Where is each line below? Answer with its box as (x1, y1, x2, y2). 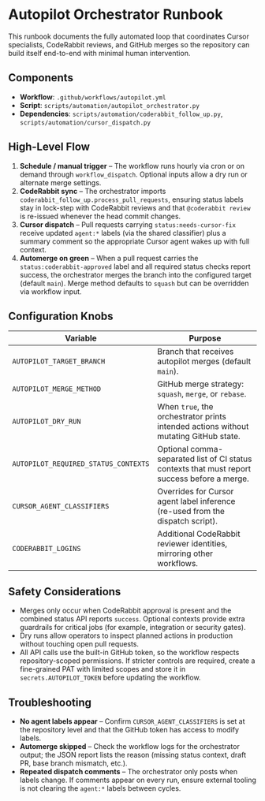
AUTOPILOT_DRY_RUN (12, 417, 81, 427)
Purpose (188, 333, 222, 344)
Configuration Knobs (8, 309, 114, 322)
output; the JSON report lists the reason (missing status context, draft (19, 751, 247, 759)
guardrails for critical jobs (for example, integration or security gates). (19, 623, 246, 632)
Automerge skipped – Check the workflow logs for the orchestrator (19, 742, 241, 751)
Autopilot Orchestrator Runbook (8, 6, 223, 24)
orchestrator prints (157, 412, 227, 423)
